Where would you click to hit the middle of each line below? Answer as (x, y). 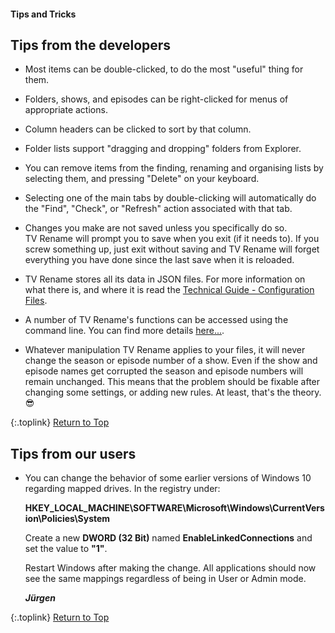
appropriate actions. (66, 110)
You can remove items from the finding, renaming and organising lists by (174, 168)
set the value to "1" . (66, 549)
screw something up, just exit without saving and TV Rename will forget (172, 249)
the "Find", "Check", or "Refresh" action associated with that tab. (158, 209)
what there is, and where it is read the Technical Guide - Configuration (169, 290)
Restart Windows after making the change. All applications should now (170, 568)
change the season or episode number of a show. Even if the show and (171, 361)
